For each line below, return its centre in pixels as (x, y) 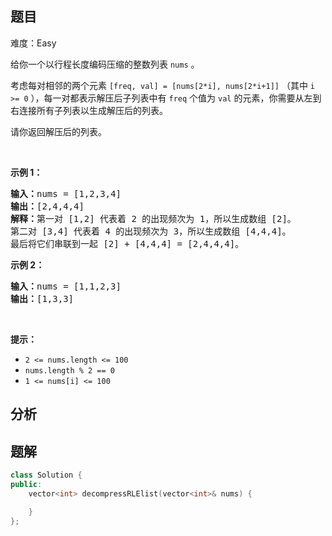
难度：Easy (33, 43)
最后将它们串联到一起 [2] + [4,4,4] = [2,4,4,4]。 (127, 243)
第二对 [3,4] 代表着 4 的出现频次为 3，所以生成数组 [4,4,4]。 (151, 231)
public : (26, 484)
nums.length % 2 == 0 (69, 370)
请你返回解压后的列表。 (58, 131)
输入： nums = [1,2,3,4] (66, 193)
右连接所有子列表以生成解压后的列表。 (89, 110)
